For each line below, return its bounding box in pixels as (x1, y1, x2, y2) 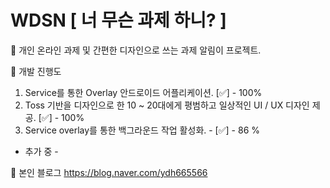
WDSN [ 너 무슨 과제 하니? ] (10, 9, 227, 32)
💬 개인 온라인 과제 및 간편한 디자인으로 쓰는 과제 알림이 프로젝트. (10, 44, 262, 56)
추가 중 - (24, 145, 59, 157)
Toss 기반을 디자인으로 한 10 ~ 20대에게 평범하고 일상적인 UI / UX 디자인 (24, 99, 310, 111)
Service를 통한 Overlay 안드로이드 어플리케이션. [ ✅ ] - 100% (24, 86, 263, 98)
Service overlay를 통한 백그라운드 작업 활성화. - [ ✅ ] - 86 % (24, 124, 261, 136)
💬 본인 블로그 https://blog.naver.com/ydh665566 (10, 166, 208, 178)
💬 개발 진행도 (10, 65, 62, 77)
